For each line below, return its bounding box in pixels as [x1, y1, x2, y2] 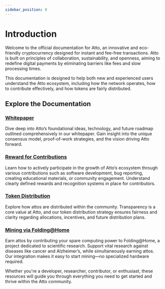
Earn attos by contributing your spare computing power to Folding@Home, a [5, 238, 160, 244]
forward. [5, 141, 23, 147]
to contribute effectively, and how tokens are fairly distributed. [5, 86, 132, 91]
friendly [5, 50, 21, 56]
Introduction [5, 28, 57, 39]
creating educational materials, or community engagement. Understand [5, 175, 150, 181]
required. [5, 259, 24, 264]
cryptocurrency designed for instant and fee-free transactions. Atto [22, 50, 159, 56]
